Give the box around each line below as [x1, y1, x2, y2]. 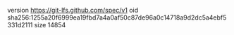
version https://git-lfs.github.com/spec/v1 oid [7, 6, 139, 14]
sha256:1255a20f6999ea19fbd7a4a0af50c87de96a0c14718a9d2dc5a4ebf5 [7, 13, 227, 22]
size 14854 [34, 21, 66, 29]
